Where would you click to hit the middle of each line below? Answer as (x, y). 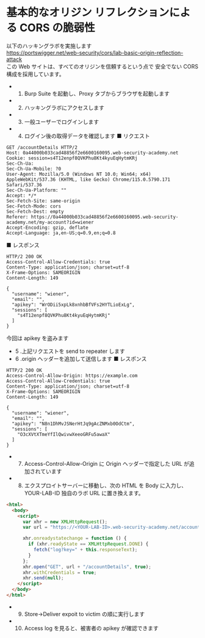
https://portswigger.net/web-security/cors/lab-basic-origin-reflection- (95, 53)
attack (14, 59)
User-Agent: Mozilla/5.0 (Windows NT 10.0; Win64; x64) (79, 174)
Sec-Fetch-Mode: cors (34, 206)
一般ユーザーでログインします (62, 121)
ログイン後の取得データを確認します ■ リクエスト (87, 136)
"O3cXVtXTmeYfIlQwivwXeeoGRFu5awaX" (64, 434)
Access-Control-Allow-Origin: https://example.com (72, 375)
